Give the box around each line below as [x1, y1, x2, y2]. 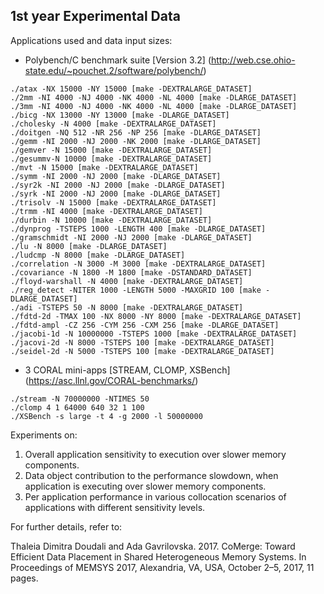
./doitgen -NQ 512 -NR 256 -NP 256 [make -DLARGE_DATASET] [10, 127, 262, 138]
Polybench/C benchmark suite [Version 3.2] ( [24, 54, 212, 66]
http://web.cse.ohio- [211, 54, 296, 66]
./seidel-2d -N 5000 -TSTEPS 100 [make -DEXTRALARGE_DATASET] [10, 346, 275, 356]
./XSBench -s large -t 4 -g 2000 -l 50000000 [10, 411, 203, 421]
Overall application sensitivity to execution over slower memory [24, 448, 287, 460]
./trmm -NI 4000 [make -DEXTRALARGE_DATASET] [10, 206, 203, 216]
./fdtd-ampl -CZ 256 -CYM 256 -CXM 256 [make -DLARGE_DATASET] [10, 320, 280, 330]
